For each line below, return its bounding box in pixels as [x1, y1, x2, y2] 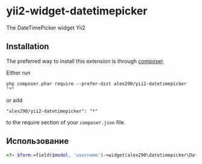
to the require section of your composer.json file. [6, 118, 126, 126]
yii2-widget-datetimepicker [6, 4, 148, 18]
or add [6, 96, 23, 103]
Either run [6, 69, 31, 76]
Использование [6, 136, 69, 147]
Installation [6, 41, 49, 52]
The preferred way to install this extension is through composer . [6, 57, 165, 64]
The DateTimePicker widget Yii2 [6, 24, 85, 31]
